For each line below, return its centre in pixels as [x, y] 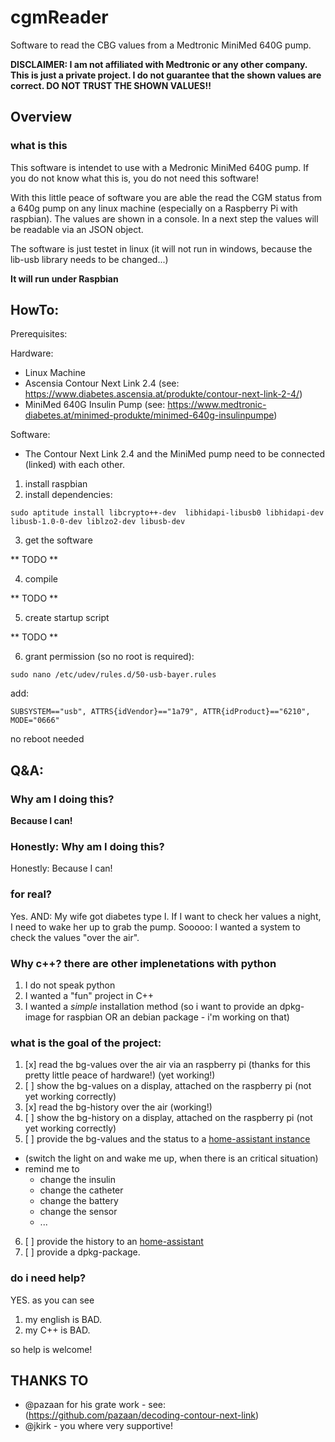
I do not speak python [70, 985]
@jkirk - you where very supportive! [99, 1426]
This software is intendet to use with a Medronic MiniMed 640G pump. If [160, 167]
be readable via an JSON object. [77, 229]
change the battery [79, 1201]
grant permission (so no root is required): [109, 657]
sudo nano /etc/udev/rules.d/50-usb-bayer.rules [113, 675]
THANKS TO [49, 1380]
